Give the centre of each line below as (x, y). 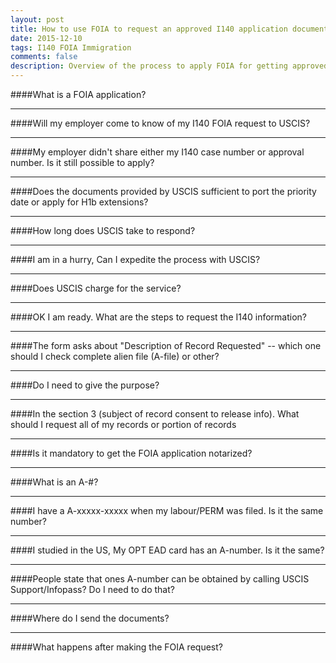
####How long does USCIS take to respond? (103, 230)
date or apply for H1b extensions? (79, 202)
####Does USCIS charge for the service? (96, 288)
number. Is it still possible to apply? (82, 162)
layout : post (37, 19)
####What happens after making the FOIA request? (116, 647)
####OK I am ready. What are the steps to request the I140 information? (158, 317)
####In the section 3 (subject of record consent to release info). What (155, 414)
